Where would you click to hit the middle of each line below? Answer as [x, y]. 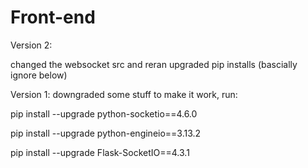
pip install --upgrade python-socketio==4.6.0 [104, 113]
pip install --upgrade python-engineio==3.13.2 [106, 133]
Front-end [53, 17]
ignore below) [39, 75]
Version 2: [31, 45]
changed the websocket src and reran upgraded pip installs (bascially [154, 64]
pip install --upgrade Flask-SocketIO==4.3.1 [100, 152]
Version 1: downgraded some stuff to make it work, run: [124, 94]
